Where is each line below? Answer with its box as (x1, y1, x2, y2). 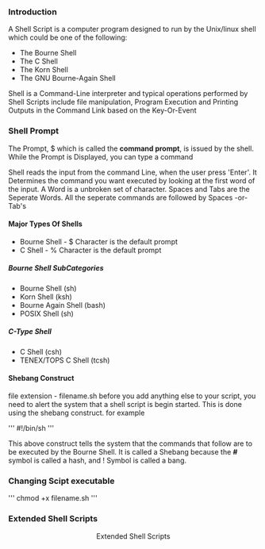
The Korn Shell (19, 65, 69, 75)
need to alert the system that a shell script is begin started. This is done (8, 399, 242, 409)
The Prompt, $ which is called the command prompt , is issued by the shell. (8, 144, 254, 153)
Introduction (8, 6, 57, 17)
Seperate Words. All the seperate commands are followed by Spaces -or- (8, 193, 248, 202)
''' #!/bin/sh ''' (8, 423, 54, 432)
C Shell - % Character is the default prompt (19, 245, 162, 255)
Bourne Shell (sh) (19, 283, 77, 293)
